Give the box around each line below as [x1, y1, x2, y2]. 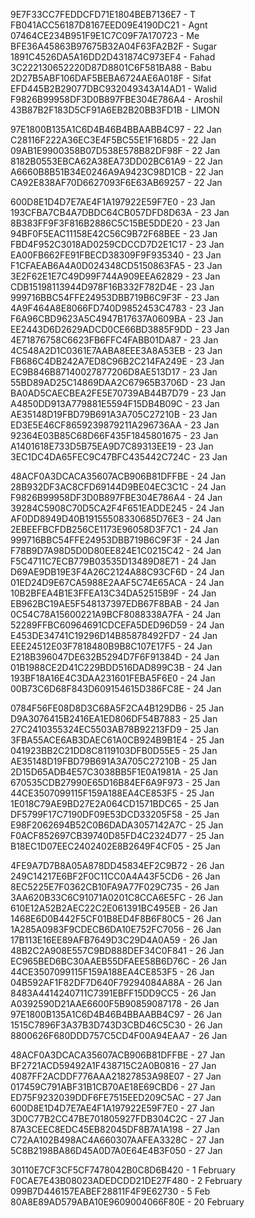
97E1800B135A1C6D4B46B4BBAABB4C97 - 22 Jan [10, 124, 222, 135]
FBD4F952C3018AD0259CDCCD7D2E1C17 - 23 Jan [10, 239, 225, 250]
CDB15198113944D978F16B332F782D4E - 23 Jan [10, 281, 215, 293]
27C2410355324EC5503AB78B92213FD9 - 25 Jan [10, 724, 220, 735]
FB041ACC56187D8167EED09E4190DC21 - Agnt [10, 19, 208, 31]
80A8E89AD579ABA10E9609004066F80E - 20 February [10, 1196, 245, 1208]
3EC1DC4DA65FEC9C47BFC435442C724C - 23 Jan [10, 451, 228, 463]
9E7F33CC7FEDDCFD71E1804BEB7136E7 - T [10, 9, 197, 20]
